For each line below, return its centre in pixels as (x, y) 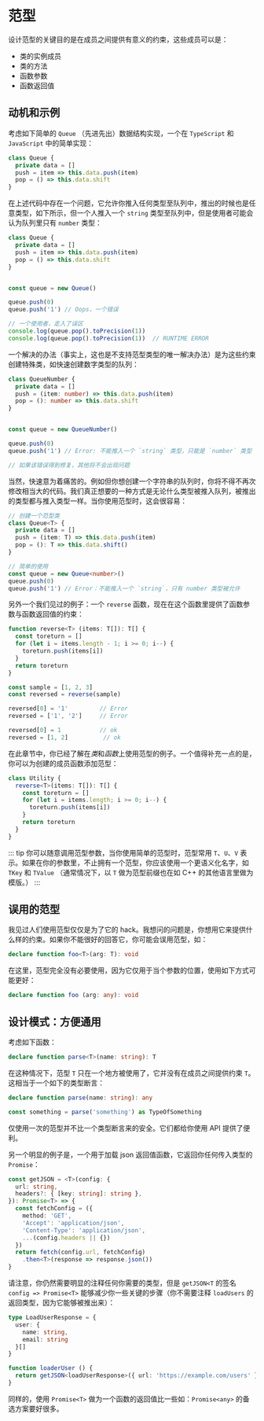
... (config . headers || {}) (66, 1238)
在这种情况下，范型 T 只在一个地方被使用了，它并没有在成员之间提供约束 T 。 (132, 1073)
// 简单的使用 (28, 566)
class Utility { (35, 778)
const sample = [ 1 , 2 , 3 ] (50, 687)
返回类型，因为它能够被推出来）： (62, 1303)
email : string (45, 1339)
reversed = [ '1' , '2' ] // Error (68, 716)
